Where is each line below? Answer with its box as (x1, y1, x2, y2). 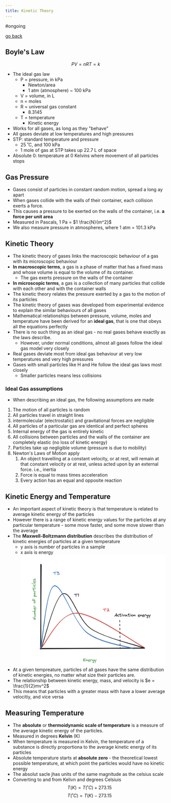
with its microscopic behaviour (12, 258, 78, 264)
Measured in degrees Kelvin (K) (12, 733, 80, 739)
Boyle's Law (5, 48, 45, 56)
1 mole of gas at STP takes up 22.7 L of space (20, 147, 117, 153)
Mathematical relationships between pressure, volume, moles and (12, 313, 152, 319)
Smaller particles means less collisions (20, 372, 102, 378)
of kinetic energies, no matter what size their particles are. (12, 672, 136, 678)
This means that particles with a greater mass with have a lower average (12, 688, 165, 695)
